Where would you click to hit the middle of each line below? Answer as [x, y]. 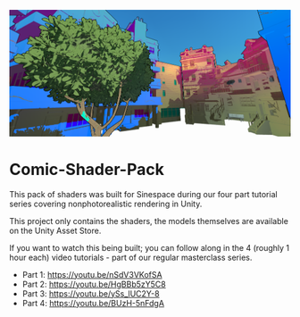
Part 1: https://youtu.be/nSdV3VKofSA [92, 274]
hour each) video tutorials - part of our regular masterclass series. [131, 257]
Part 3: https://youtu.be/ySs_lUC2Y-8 [91, 293]
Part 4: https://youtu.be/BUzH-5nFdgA [93, 303]
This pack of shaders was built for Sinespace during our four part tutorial [144, 194]
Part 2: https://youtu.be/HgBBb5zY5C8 [94, 284]
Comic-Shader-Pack [87, 169]
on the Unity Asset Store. [55, 230]
